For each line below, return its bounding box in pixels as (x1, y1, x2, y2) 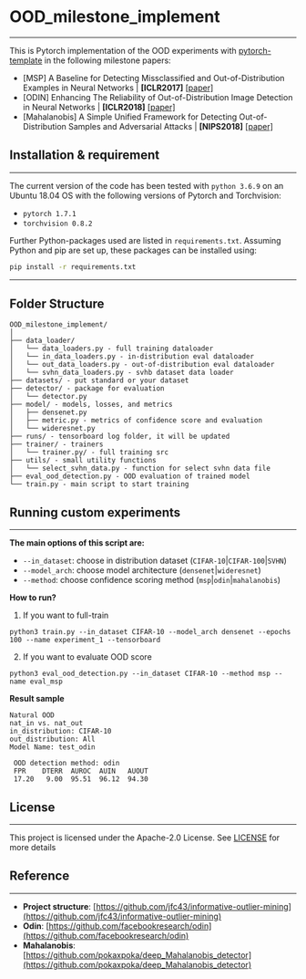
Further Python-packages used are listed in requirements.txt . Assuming (9, 234, 281, 245)
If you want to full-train (22, 609, 109, 621)
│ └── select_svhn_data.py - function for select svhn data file (9, 463, 271, 474)
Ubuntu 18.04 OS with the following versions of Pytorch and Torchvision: (9, 190, 282, 201)
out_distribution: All (9, 734, 96, 745)
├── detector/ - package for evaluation (9, 384, 166, 393)
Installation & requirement (9, 148, 160, 163)
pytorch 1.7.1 (22, 209, 76, 218)
